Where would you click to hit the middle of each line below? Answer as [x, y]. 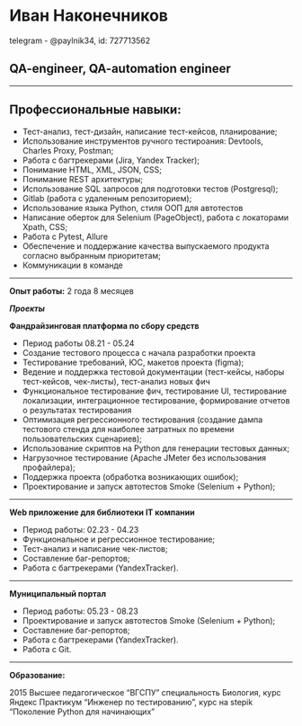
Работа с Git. [47, 649]
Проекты [27, 308]
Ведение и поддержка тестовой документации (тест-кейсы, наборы [153, 372]
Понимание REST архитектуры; [83, 179]
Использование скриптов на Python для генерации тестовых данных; [156, 448]
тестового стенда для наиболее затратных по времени [128, 429]
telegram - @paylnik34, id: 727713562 [80, 40]
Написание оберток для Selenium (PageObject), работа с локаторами [155, 217]
